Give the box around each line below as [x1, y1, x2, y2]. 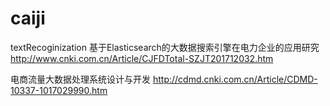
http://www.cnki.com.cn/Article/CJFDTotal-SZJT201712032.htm [10, 52, 274, 64]
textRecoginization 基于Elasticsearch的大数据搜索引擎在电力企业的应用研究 [10, 41, 320, 53]
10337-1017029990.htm [10, 84, 108, 96]
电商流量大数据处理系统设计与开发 [10, 73, 151, 85]
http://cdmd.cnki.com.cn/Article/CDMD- [152, 73, 318, 85]
